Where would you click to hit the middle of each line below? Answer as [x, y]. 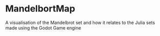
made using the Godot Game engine [43, 27]
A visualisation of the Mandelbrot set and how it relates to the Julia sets [80, 22]
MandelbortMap [40, 9]
